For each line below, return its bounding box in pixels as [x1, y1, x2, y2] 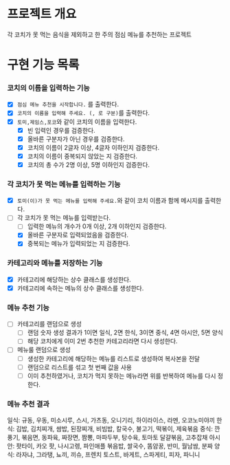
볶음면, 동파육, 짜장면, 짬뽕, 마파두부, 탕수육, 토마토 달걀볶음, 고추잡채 [21, 433, 208, 441]
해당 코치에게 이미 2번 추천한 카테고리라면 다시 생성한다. [27, 337, 178, 345]
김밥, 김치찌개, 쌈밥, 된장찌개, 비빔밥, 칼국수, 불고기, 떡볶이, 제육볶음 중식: [16, 424, 213, 433]
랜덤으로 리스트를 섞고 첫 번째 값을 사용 [27, 363, 133, 371]
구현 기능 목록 [7, 57, 80, 73]
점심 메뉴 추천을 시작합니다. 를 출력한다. [16, 100, 119, 109]
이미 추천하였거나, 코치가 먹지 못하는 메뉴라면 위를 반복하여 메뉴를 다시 [27, 371, 216, 380]
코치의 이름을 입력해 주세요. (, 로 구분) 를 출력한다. [16, 109, 150, 117]
